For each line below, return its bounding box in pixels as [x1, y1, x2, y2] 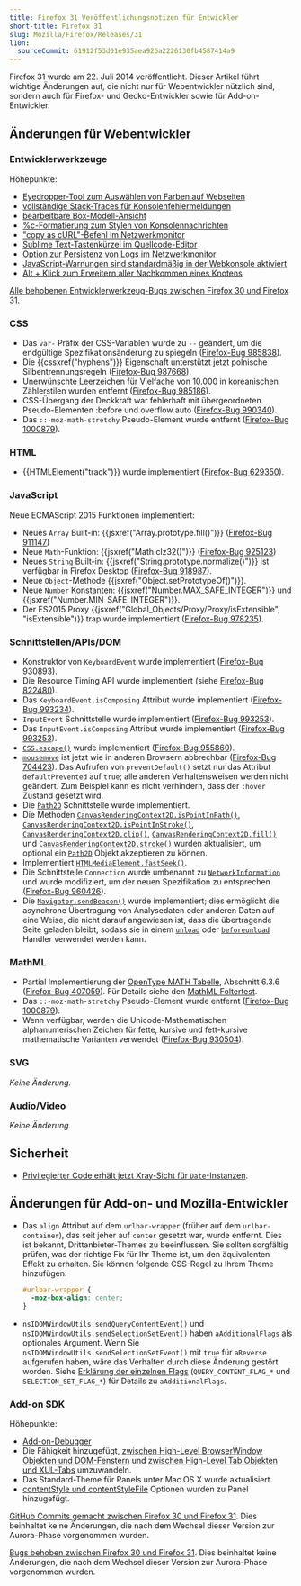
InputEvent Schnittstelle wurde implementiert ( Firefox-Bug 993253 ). [22, 713, 275, 724]
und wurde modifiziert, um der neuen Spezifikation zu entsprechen [22, 876, 271, 887]
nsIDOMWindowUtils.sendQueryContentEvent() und [22, 1319, 205, 1329]
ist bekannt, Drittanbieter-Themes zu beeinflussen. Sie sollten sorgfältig [22, 1239, 288, 1250]
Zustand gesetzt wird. [22, 790, 104, 801]
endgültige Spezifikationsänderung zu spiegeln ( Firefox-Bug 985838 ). [22, 348, 283, 358]
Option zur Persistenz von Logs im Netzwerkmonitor [22, 249, 217, 259]
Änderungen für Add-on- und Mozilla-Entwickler [9, 1196, 289, 1211]
